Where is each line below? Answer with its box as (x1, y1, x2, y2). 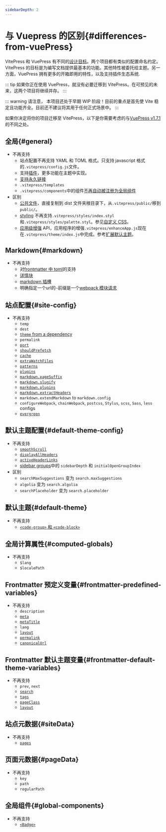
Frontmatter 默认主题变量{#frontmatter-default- (5, 656, 155, 664)
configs (19, 406, 36, 411)
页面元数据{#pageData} (5, 755, 79, 764)
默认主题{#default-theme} (5, 504, 88, 512)
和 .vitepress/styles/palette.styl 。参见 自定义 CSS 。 (19, 219, 131, 225)
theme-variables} (5, 664, 61, 672)
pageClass (19, 700, 41, 705)
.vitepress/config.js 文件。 (24, 164, 82, 170)
